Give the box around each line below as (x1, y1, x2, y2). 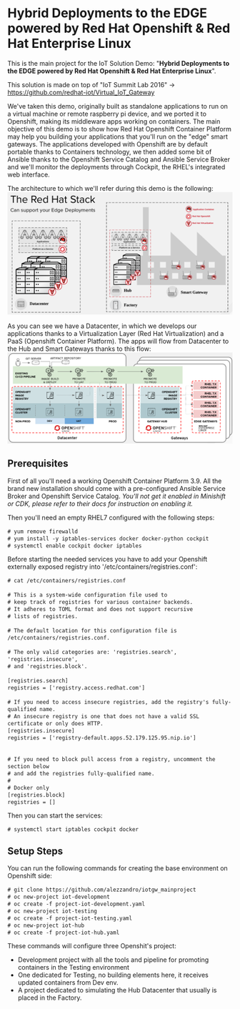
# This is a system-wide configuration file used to (7, 591, 168, 598)
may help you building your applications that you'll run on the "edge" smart (7, 132, 229, 141)
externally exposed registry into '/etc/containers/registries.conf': (7, 562, 198, 571)
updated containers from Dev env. (17, 978, 119, 987)
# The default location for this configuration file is (7, 627, 177, 634)
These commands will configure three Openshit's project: (7, 942, 176, 950)
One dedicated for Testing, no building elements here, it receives (17, 970, 209, 980)
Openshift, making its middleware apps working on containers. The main (7, 116, 221, 126)
